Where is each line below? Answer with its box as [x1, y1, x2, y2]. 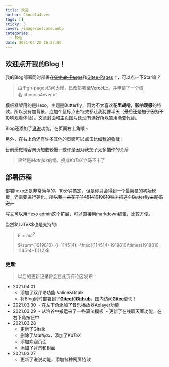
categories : [5, 31, 30, 36]
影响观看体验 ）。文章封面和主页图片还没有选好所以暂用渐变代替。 [5, 114, 140, 121]
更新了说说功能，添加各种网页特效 [20, 356, 91, 362]
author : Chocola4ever [5, 12, 51, 17]
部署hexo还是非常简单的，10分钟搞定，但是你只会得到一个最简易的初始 [5, 188, 152, 194]
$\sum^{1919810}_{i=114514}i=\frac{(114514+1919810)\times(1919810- [17, 242, 161, 248]
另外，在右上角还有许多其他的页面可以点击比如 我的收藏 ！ [5, 136, 124, 142]
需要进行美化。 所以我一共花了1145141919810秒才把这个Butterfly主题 [18, 194, 159, 200]
